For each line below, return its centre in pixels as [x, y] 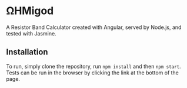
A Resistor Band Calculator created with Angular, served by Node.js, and [94, 27]
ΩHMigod [30, 11]
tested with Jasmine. [31, 33]
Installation [27, 52]
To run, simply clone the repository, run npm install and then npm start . [93, 66]
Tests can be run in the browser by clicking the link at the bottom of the [93, 73]
